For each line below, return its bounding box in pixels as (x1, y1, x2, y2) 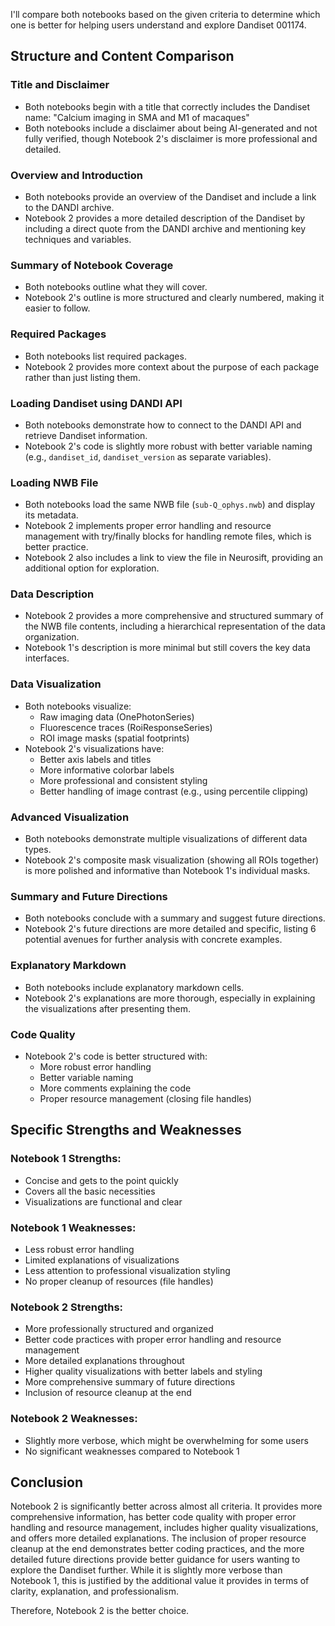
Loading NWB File (10, 475, 99, 489)
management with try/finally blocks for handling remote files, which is (24, 530, 312, 543)
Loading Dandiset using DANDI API (10, 396, 183, 410)
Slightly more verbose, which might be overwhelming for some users (24, 1434, 309, 1446)
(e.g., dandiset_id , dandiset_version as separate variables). (24, 450, 272, 463)
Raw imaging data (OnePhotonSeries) (39, 710, 195, 723)
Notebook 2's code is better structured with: (24, 1050, 208, 1062)
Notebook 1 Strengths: (10, 1152, 122, 1166)
